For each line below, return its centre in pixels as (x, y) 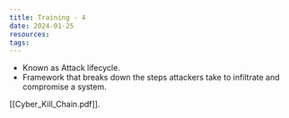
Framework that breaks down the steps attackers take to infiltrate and (151, 78)
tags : (19, 42)
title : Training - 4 (48, 17)
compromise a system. (64, 87)
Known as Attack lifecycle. (71, 68)
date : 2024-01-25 (42, 26)
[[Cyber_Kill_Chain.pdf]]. (55, 105)
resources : (30, 34)
